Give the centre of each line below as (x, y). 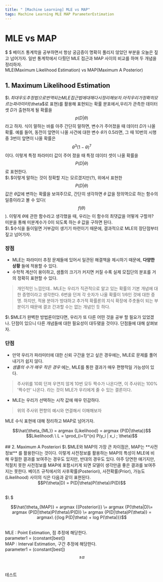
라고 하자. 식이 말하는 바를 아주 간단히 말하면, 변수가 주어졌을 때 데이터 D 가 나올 (80, 126)
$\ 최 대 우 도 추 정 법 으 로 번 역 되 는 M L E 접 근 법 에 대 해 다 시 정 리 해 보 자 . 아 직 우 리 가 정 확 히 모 (81, 98)
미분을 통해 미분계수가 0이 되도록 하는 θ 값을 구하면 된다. (59, 222)
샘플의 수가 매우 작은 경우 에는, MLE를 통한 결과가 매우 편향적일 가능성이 (81, 367)
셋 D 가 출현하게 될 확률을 (29, 110)
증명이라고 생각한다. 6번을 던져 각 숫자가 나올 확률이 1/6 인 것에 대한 (86, 295)
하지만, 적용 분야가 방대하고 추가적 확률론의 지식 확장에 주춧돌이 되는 (88, 301)
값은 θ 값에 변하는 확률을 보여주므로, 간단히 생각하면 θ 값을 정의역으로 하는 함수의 (81, 194)
